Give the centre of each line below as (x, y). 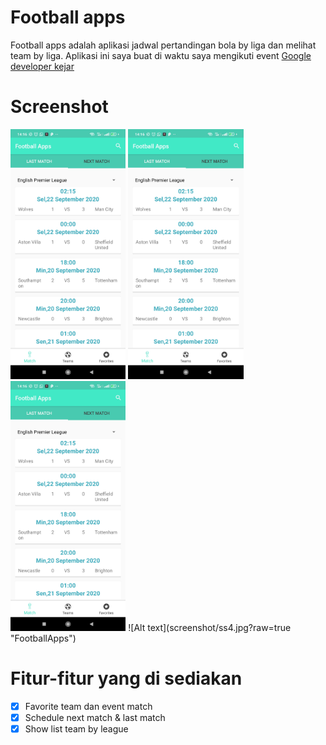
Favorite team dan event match (88, 706)
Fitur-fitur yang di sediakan (126, 678)
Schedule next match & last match (95, 717)
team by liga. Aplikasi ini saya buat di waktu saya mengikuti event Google (161, 55)
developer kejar (42, 66)
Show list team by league (76, 728)
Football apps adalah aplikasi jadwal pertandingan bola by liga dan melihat (163, 45)
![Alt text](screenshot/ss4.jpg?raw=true (210, 627)
